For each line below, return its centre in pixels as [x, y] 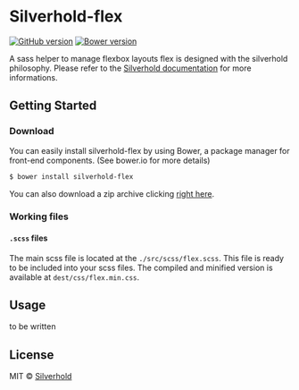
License [32, 355]
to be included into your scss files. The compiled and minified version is [141, 267]
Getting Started [53, 106]
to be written [33, 326]
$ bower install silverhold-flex [71, 176]
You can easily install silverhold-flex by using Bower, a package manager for [149, 150]
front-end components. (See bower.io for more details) [110, 160]
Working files [39, 216]
